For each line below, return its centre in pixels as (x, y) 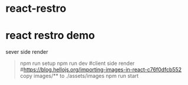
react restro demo (50, 36)
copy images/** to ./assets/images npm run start (79, 76)
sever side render (27, 52)
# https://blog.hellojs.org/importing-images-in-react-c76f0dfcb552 (101, 70)
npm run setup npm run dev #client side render (77, 63)
